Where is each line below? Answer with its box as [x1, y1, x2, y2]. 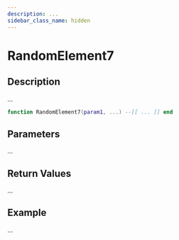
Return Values [7, 168, 72, 180]
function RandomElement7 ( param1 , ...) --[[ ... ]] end [7, 108, 173, 116]
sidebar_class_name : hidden [7, 17, 91, 24]
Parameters [7, 128, 60, 140]
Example [7, 207, 47, 219]
